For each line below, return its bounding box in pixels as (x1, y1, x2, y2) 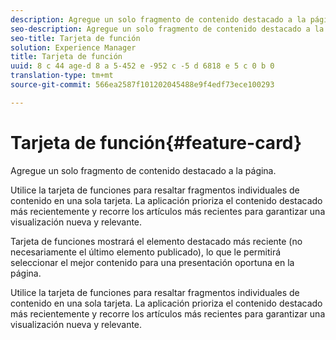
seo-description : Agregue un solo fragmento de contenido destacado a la (10, 24, 325, 34)
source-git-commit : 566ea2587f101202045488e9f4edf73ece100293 (10, 80, 275, 90)
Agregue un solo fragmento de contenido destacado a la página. (10, 164, 277, 176)
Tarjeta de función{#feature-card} (10, 131, 303, 154)
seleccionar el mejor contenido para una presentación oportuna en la (10, 256, 295, 268)
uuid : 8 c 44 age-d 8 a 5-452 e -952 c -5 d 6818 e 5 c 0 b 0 (10, 61, 275, 71)
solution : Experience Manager (10, 42, 137, 53)
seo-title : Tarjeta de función (10, 33, 141, 43)
